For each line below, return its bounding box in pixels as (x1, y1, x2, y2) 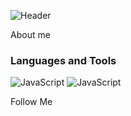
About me (10, 29, 51, 40)
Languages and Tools (10, 53, 117, 67)
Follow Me (10, 96, 53, 108)
